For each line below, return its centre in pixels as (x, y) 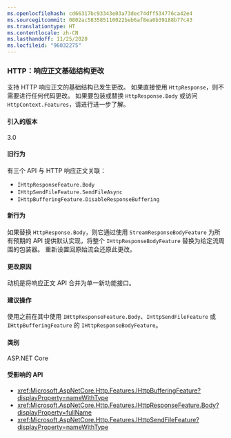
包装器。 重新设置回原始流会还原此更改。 (77, 249)
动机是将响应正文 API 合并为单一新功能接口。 (71, 283)
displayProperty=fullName (54, 412)
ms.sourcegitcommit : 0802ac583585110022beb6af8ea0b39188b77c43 (100, 20)
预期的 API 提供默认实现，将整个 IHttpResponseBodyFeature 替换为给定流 (115, 240)
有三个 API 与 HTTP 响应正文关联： (57, 170)
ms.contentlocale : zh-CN (43, 33)
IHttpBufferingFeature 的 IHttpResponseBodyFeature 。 (84, 325)
